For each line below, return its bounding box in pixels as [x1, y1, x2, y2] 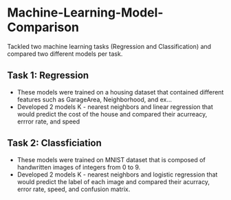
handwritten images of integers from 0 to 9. [16, 163, 141, 171]
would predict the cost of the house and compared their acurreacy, [16, 110, 208, 118]
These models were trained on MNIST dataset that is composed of [16, 155, 206, 163]
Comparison [7, 19, 80, 35]
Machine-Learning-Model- [7, 5, 164, 21]
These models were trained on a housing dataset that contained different [16, 88, 224, 96]
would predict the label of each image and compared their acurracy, [16, 177, 210, 186]
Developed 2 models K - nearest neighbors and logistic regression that [16, 170, 218, 179]
